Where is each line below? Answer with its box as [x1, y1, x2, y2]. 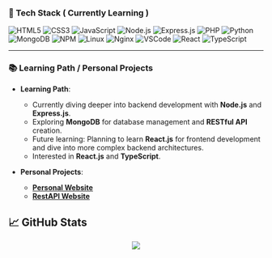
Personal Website [32, 182, 93, 192]
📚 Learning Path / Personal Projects [8, 62, 154, 74]
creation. [32, 125, 62, 135]
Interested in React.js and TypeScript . [32, 151, 161, 161]
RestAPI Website [32, 191, 91, 201]
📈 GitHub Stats [8, 215, 87, 229]
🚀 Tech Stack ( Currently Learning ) [8, 7, 150, 19]
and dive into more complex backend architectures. [32, 142, 204, 152]
